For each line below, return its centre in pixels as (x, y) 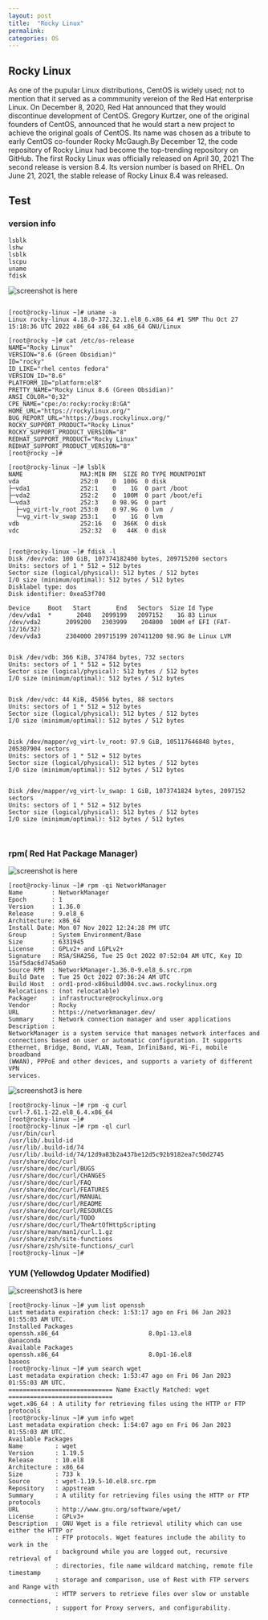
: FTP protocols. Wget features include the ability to (150, 1538)
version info (32, 224)
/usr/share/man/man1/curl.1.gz (61, 1232)
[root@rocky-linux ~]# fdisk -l (62, 552)
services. (25, 1076)
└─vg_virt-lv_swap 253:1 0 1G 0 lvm (89, 516)
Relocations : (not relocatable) (64, 991)
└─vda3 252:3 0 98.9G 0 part (87, 502)
